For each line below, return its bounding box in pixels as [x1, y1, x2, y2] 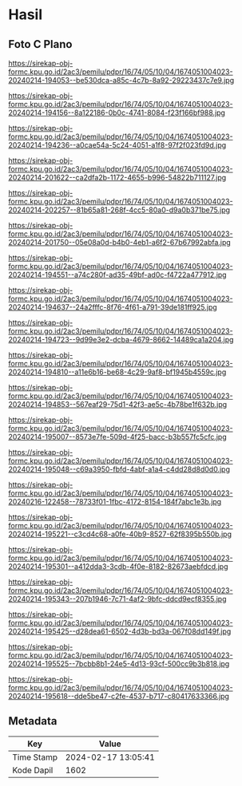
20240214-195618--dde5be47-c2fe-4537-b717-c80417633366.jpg [8, 692, 230, 701]
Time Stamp [12, 752, 58, 763]
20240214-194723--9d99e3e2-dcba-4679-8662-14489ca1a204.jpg [8, 335, 234, 344]
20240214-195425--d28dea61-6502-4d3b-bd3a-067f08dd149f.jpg [8, 626, 232, 636]
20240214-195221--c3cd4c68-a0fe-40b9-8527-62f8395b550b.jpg [8, 529, 232, 539]
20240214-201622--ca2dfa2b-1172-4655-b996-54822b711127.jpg [8, 173, 227, 182]
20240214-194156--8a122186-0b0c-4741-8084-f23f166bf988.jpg [8, 108, 226, 117]
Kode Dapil [12, 764, 54, 776]
